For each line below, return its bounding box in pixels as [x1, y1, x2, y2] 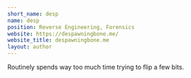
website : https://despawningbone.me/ [7, 30, 119, 38]
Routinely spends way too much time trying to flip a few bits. [7, 63, 185, 71]
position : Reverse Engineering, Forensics [7, 23, 135, 30]
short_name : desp [7, 10, 59, 18]
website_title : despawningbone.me [7, 37, 110, 44]
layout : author [7, 43, 53, 50]
